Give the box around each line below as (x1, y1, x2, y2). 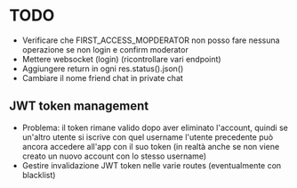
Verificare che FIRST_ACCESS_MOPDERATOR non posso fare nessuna (21, 35, 280, 45)
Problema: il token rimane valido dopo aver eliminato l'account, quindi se (21, 122, 289, 133)
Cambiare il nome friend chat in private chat (21, 72, 184, 83)
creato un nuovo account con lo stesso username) (21, 151, 207, 161)
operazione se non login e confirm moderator (21, 44, 189, 54)
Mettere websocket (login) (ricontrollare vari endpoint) (21, 53, 221, 64)
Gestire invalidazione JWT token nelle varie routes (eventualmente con (21, 159, 282, 170)
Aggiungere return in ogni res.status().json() (21, 63, 184, 74)
